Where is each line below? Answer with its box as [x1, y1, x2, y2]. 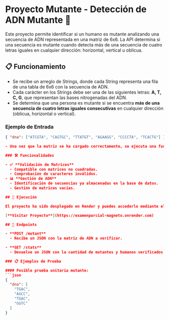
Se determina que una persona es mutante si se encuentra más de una [12, 100, 160, 106]
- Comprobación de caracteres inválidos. [10, 171, 98, 176]
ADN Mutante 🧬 [5, 14, 71, 26]
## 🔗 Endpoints [5, 222, 37, 227]
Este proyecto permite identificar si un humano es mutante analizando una [5, 31, 159, 37]
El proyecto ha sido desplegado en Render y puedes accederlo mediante [5, 204, 159, 209]
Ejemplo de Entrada [5, 123, 54, 130]
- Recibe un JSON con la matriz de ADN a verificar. [10, 236, 123, 241]
